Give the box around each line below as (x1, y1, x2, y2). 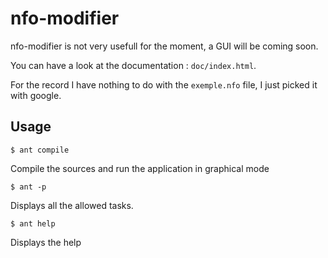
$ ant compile (10, 145, 70, 155)
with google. (10, 89, 62, 101)
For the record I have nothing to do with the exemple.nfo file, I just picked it (10, 78, 318, 91)
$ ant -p (10, 182, 47, 192)
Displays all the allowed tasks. (10, 199, 134, 211)
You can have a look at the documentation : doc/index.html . (10, 59, 257, 71)
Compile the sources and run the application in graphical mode (10, 162, 270, 174)
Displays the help (10, 236, 82, 248)
